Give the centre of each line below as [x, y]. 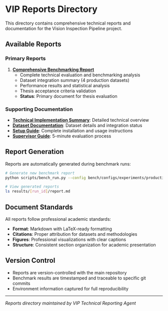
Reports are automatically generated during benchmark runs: [68, 164]
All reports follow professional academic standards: [58, 219]
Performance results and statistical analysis [65, 85]
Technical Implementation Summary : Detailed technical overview [80, 120]
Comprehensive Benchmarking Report [53, 69]
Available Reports [33, 44]
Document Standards [39, 207]
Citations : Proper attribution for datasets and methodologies [75, 234]
